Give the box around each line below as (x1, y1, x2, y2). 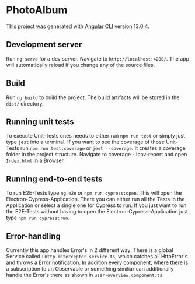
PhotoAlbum (6, 3, 68, 17)
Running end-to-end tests (6, 174, 103, 184)
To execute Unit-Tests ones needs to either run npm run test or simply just (6, 132, 186, 139)
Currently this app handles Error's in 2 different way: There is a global (6, 247, 173, 254)
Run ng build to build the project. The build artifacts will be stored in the (6, 94, 180, 101)
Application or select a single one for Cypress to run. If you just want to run (6, 202, 187, 209)
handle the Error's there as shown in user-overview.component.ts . (6, 272, 165, 278)
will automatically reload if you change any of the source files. (6, 61, 155, 68)
